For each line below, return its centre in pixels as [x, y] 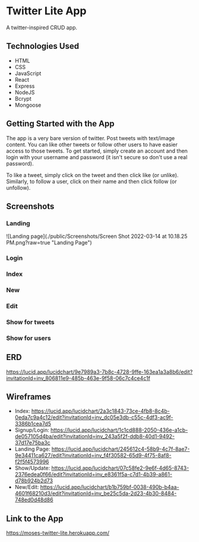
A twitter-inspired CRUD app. [42, 27]
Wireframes [29, 397]
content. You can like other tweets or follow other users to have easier [92, 144]
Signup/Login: [32, 430]
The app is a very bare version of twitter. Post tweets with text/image [91, 138]
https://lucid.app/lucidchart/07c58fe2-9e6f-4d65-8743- [120, 468]
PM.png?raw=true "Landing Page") [49, 243]
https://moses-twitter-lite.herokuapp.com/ [58, 533]
